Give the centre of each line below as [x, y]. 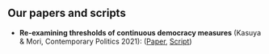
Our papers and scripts [67, 13]
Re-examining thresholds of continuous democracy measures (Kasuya [140, 32]
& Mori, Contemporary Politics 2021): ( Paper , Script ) [105, 41]
